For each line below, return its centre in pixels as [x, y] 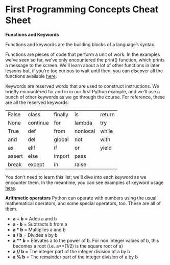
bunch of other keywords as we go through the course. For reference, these [85, 97]
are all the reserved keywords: [37, 102]
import [62, 156]
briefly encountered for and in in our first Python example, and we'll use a [83, 91]
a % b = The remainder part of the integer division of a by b [75, 257]
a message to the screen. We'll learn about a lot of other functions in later [82, 65]
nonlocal [85, 131]
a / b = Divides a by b [35, 235]
